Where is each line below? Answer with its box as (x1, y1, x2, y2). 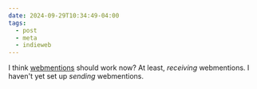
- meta (15, 33, 38, 42)
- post (15, 26, 38, 34)
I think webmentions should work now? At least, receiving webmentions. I (8, 63, 250, 72)
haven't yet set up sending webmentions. (8, 72, 144, 81)
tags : (8, 19, 26, 27)
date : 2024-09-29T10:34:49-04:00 (8, 11, 120, 20)
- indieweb (15, 41, 52, 49)
